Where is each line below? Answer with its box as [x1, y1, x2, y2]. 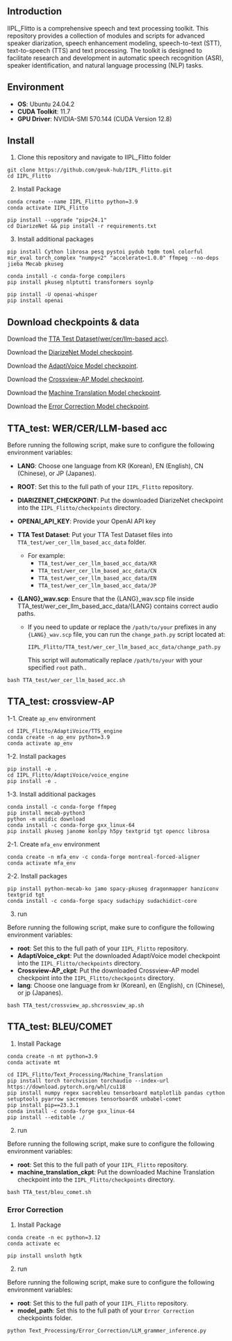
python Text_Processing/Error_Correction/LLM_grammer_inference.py [7, 1327, 207, 1334]
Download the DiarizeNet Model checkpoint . [7, 348, 134, 357]
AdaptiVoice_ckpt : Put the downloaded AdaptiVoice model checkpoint [17, 951, 220, 960]
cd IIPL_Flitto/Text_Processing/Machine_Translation [7, 1071, 163, 1078]
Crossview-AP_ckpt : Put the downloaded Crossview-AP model [17, 966, 199, 975]
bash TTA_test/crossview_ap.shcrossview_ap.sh [7, 1002, 144, 1009]
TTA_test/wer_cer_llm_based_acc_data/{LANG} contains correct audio [17, 602, 219, 610]
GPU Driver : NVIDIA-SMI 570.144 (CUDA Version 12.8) [17, 114, 172, 123]
